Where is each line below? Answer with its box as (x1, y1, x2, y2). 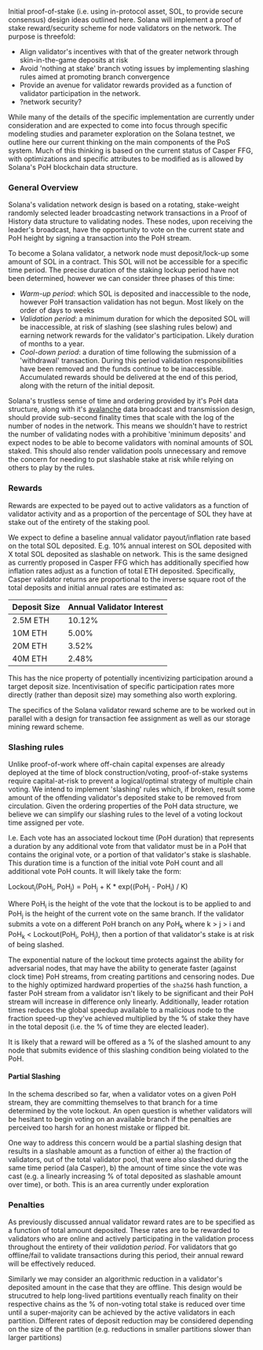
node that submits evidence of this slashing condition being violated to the (8, 1046, 250, 1055)
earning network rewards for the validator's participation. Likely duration (19, 330, 254, 341)
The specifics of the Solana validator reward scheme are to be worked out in (8, 705, 256, 714)
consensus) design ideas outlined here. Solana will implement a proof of (8, 15, 242, 24)
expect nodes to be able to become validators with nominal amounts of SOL (8, 438, 254, 448)
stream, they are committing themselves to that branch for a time (8, 1097, 218, 1108)
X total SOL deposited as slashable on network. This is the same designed (8, 549, 248, 559)
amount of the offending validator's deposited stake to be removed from (8, 792, 242, 802)
